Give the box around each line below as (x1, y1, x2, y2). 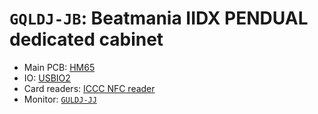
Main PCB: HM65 (23, 61, 96, 73)
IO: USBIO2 (23, 72, 71, 84)
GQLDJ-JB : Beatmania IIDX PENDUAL (9, 7, 309, 30)
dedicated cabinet (9, 28, 164, 51)
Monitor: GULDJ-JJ (23, 93, 97, 105)
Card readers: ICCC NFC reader (23, 82, 156, 94)
